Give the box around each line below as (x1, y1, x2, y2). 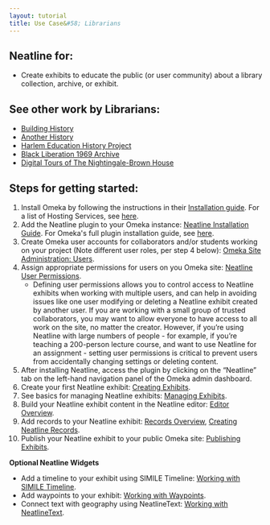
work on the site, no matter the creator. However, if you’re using (32, 322, 244, 332)
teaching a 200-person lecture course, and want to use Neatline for (32, 339, 257, 349)
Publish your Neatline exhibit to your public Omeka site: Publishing (20, 433, 241, 443)
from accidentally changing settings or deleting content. (32, 356, 219, 366)
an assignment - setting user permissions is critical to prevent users (32, 348, 258, 358)
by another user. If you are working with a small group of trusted (32, 305, 246, 315)
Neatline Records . (20, 424, 80, 435)
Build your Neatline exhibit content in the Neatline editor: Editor (20, 399, 230, 409)
